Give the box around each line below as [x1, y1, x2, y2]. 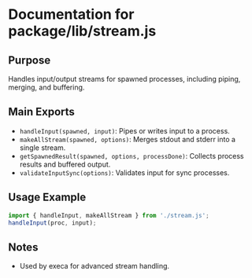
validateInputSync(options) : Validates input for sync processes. [19, 167, 230, 177]
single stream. [19, 143, 66, 152]
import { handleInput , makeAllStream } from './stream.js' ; [8, 211, 210, 219]
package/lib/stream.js [8, 22, 157, 40]
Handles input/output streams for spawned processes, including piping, [8, 75, 241, 83]
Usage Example [8, 191, 87, 204]
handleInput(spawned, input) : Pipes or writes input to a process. [19, 126, 230, 135]
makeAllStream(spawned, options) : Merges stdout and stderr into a [19, 134, 236, 144]
